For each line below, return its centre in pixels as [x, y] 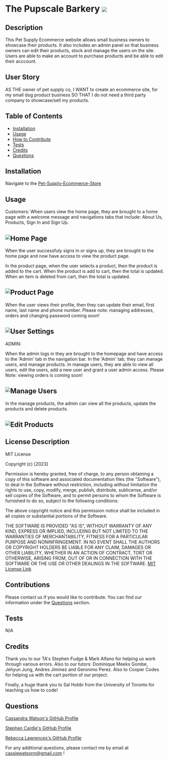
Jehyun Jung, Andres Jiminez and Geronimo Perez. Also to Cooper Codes [82, 670]
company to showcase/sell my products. [47, 100]
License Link [18, 569]
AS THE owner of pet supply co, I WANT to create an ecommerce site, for [81, 89]
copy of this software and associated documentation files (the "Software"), [83, 479]
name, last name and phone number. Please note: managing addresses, [80, 310]
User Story [22, 77]
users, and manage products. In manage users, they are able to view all [79, 364]
